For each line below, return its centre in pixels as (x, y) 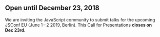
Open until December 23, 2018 (52, 8)
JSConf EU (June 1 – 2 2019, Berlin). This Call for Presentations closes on (79, 25)
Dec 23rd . (15, 30)
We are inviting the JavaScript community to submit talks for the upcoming (80, 19)
